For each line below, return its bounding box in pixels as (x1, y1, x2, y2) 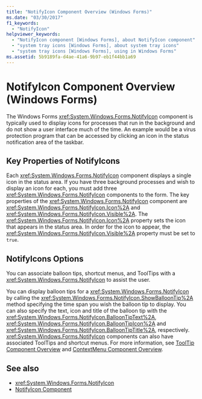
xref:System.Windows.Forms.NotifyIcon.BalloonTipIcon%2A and (6, 320, 166, 327)
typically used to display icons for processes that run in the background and (6, 119, 195, 126)
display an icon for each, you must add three (6, 185, 118, 192)
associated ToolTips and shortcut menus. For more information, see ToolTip (6, 339, 195, 346)
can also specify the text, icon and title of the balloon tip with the (6, 307, 168, 314)
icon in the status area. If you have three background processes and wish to (6, 178, 195, 186)
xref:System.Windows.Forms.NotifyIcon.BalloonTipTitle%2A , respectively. (6, 326, 190, 334)
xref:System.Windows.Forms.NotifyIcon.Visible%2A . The (6, 210, 148, 218)
